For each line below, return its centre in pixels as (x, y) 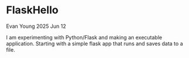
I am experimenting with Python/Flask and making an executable (84, 37)
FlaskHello (32, 10)
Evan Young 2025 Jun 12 (36, 26)
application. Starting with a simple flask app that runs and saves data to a (95, 43)
